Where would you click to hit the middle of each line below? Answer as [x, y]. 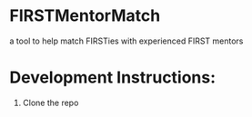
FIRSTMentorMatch [85, 16]
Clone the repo [50, 102]
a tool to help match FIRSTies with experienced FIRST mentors [126, 41]
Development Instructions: [113, 78]
